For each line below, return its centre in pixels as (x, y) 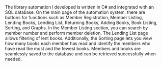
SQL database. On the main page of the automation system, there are (75, 12)
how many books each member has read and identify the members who (78, 43)
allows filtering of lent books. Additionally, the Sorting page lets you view (79, 38)
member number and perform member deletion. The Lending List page (77, 33)
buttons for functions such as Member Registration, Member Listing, (74, 17)
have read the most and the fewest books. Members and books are (73, 49)
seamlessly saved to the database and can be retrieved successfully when (81, 54)
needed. (13, 59)
